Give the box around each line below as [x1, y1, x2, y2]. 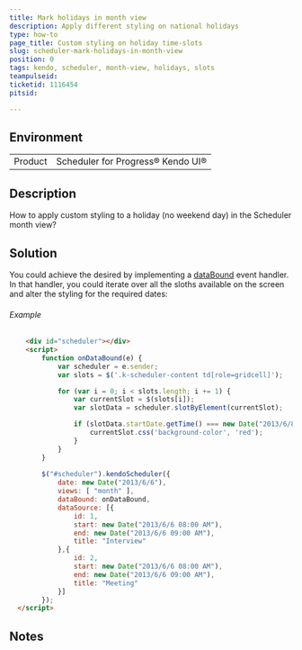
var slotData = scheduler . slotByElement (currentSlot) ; [73, 403, 283, 412]
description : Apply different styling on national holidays [9, 22, 240, 31]
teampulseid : [9, 72, 58, 81]
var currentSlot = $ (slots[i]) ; [73, 395, 195, 404]
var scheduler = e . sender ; [57, 362, 159, 371]
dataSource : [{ [57, 503, 115, 512]
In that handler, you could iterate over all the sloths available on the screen [9, 278, 285, 289]
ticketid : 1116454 [9, 80, 78, 89]
